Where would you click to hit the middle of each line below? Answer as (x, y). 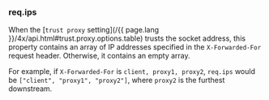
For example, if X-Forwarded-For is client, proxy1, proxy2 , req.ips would (132, 72)
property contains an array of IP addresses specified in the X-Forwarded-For (135, 47)
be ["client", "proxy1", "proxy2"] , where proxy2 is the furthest (117, 80)
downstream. (30, 89)
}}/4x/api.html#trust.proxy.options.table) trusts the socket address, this (127, 38)
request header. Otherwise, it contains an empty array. (99, 56)
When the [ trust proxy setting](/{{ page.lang (84, 30)
